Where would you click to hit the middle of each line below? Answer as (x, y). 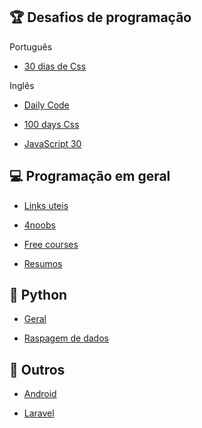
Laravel (39, 413)
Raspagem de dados (66, 338)
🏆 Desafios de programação (100, 17)
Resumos (43, 263)
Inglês (22, 85)
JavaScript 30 (52, 143)
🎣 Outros (37, 369)
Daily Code (46, 105)
